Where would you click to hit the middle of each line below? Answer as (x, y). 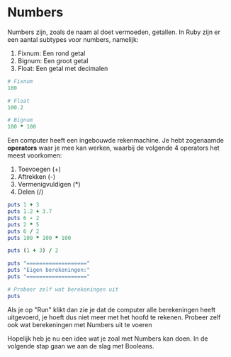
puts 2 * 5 (23, 224)
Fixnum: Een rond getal (51, 53)
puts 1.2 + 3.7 (30, 212)
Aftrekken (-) (36, 177)
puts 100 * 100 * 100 (39, 238)
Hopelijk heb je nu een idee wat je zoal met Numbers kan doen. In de (108, 339)
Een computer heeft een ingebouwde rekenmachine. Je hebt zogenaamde (116, 141)
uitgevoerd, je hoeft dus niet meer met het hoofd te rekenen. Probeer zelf (114, 317)
